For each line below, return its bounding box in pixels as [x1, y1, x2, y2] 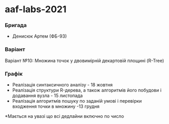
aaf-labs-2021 [5, 4, 67, 15]
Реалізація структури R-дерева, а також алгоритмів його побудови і [12, 87, 162, 94]
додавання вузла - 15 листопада [12, 92, 83, 99]
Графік [5, 70, 23, 77]
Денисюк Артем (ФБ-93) [12, 33, 67, 39]
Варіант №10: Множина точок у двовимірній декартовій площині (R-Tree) [5, 57, 164, 64]
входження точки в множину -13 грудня [12, 103, 100, 110]
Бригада [5, 22, 27, 29]
